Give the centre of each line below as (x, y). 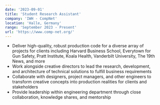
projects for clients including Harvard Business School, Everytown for (81, 51)
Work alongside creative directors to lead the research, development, (81, 66)
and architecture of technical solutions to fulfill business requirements (82, 71)
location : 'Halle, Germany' (33, 23)
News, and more (28, 61)
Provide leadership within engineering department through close (77, 92)
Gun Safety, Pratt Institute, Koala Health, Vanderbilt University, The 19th (83, 56)
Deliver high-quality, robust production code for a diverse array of (78, 46)
